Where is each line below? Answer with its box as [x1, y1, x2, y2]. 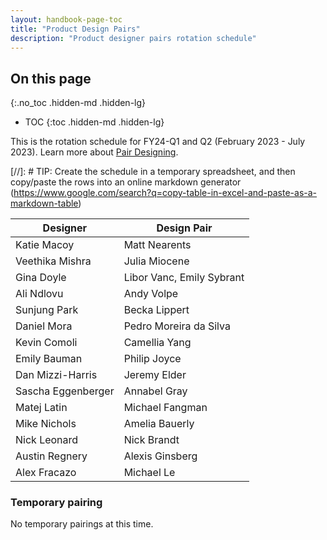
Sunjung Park [15, 303, 79, 317]
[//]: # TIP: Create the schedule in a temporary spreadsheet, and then [10, 166, 296, 178]
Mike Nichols [15, 417, 77, 431]
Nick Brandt [123, 433, 180, 447]
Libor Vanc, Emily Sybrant [123, 271, 245, 285]
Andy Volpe [123, 287, 179, 301]
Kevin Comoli [15, 336, 78, 350]
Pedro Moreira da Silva [123, 319, 231, 333]
